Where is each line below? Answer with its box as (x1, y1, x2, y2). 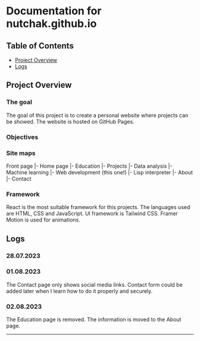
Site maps (6, 149, 36, 157)
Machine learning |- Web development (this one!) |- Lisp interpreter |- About (6, 168, 193, 176)
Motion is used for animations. (6, 216, 80, 223)
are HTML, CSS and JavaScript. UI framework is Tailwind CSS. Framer (6, 210, 179, 217)
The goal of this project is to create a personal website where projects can (6, 112, 189, 119)
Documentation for (6, 4, 102, 18)
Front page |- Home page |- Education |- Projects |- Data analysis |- (6, 162, 173, 170)
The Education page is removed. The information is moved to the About (6, 316, 182, 323)
